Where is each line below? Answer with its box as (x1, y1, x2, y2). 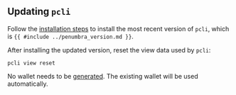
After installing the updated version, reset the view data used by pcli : (7, 45, 211, 54)
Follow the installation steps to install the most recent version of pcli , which (7, 24, 230, 33)
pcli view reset (7, 60, 55, 67)
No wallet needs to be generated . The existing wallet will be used (7, 72, 198, 80)
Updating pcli (7, 6, 71, 18)
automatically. (7, 79, 48, 88)
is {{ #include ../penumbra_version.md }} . (7, 32, 134, 40)
